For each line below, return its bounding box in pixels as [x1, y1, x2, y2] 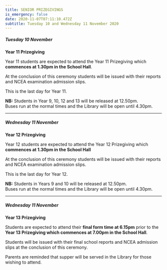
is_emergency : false [5, 12, 48, 17]
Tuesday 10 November [5, 36, 53, 42]
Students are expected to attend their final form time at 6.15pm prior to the [5, 224, 159, 230]
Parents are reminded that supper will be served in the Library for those [5, 254, 152, 260]
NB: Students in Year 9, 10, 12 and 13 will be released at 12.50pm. [5, 98, 138, 104]
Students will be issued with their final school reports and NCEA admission [5, 239, 158, 245]
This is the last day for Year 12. [5, 171, 68, 177]
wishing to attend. [5, 259, 42, 266]
